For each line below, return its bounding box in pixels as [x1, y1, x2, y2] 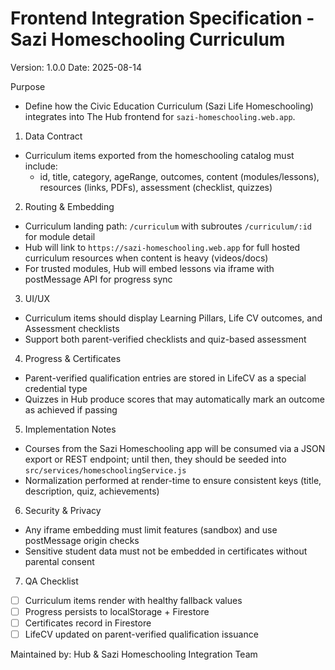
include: [24, 160, 58, 172]
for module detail [24, 230, 96, 242]
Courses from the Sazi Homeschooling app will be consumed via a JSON [24, 442, 326, 454]
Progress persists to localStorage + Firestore [24, 606, 210, 617]
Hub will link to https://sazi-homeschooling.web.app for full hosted [24, 241, 301, 253]
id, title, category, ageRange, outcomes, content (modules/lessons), [39, 170, 320, 182]
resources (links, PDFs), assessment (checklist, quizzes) [39, 181, 273, 193]
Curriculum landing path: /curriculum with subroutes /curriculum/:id [24, 220, 313, 232]
